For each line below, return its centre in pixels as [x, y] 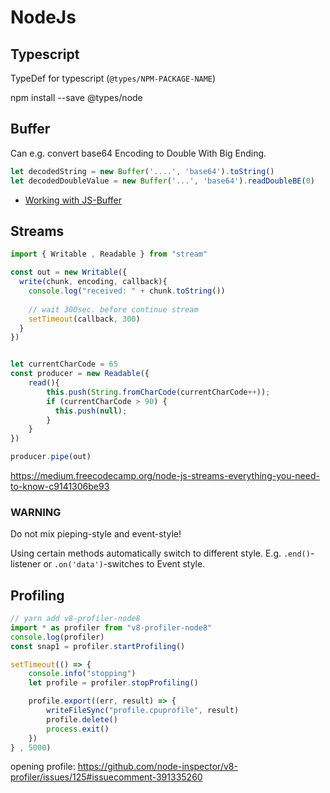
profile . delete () [82, 719]
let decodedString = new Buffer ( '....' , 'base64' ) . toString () [142, 171]
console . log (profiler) [57, 637]
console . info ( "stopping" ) [82, 674]
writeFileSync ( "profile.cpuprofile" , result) [143, 711]
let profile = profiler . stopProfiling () [113, 683]
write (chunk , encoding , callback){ [93, 282]
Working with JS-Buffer [73, 200]
